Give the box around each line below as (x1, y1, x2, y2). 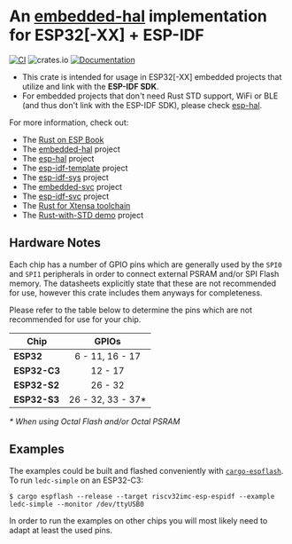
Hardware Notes (9, 235, 102, 250)
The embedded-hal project (21, 144, 121, 154)
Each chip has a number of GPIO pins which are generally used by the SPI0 (9, 259, 282, 270)
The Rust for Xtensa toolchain (21, 200, 131, 210)
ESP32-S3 (13, 393, 60, 406)
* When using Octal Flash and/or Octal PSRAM (9, 415, 181, 427)
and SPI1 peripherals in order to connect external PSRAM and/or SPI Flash (9, 268, 280, 279)
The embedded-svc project (21, 181, 122, 192)
